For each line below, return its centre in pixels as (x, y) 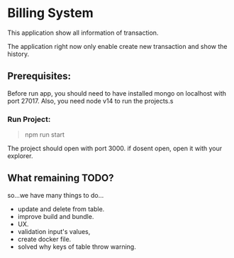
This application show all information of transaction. (83, 33)
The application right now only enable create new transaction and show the (118, 46)
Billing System (50, 13)
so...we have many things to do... (56, 195)
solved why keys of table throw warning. (77, 247)
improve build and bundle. (56, 216)
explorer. (20, 156)
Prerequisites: (39, 76)
